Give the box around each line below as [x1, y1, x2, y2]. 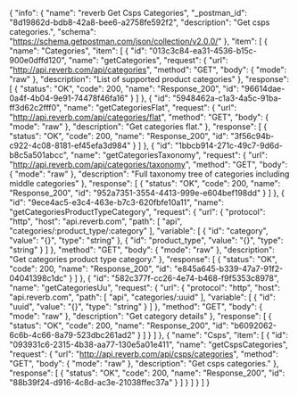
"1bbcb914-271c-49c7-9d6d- [174, 140, 283, 151]
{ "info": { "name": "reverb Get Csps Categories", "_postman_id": [9, 8, 248, 18]
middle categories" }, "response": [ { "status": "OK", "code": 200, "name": [9, 178, 281, 188]
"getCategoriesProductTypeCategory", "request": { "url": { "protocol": [9, 207, 266, 217]
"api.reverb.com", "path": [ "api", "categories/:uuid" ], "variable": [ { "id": [9, 292, 276, 302]
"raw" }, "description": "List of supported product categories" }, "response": [9, 74, 290, 84]
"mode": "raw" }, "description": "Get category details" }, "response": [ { [9, 311, 272, 321]
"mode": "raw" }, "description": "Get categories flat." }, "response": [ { [9, 121, 268, 132]
